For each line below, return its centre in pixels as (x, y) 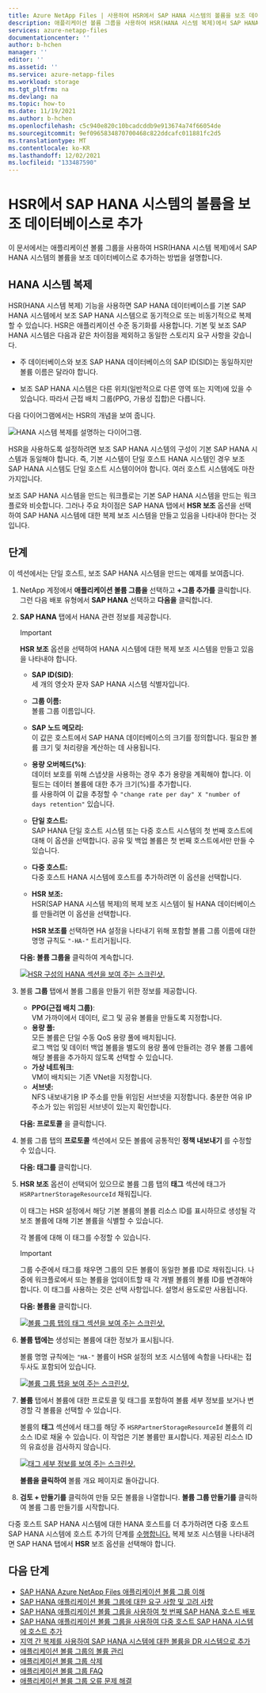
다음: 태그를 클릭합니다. (56, 1167)
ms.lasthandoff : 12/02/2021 (55, 155)
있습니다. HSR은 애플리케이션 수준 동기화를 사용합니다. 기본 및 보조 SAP (136, 325)
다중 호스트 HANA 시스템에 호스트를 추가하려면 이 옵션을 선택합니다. (137, 877)
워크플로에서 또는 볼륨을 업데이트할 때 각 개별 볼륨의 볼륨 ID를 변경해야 (144, 1279)
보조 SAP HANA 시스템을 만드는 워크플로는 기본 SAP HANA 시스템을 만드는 (125, 495)
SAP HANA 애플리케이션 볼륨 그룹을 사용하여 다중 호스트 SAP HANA (126, 1621)
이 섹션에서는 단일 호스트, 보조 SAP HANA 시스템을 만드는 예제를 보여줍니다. (126, 573)
